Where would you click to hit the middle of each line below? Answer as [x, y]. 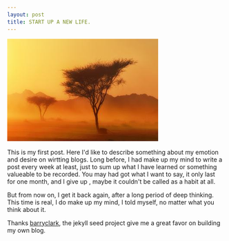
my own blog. [27, 230]
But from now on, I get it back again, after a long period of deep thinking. [110, 195]
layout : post [26, 15]
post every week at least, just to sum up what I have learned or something [112, 166]
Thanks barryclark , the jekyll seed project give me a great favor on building [114, 223]
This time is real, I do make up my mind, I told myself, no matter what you [111, 202]
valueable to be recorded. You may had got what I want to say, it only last [111, 174]
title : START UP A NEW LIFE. [49, 22]
